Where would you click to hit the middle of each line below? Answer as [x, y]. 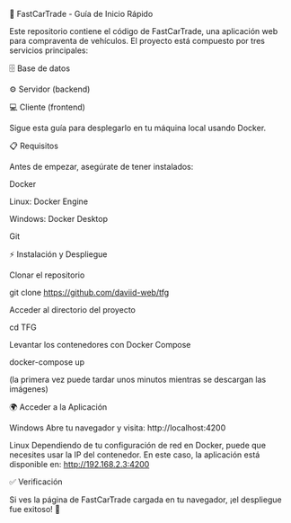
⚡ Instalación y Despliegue [58, 254]
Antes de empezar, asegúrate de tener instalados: [101, 167]
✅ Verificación [36, 482]
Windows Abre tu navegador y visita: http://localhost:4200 [118, 428]
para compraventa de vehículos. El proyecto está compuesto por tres [137, 41]
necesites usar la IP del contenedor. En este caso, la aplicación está [135, 455]
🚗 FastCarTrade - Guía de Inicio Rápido [81, 14]
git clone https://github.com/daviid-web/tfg [89, 293]
